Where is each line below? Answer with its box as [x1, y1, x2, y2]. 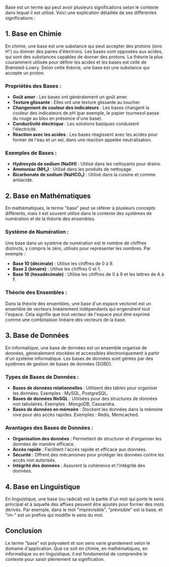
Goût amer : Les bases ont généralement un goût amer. [12, 94, 129, 100]
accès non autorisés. [12, 457, 57, 463]
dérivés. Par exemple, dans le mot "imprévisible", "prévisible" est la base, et [5, 507, 163, 513]
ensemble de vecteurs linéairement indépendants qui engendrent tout [5, 305, 150, 312]
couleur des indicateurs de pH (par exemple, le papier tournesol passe [12, 110, 159, 116]
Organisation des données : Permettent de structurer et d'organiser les [12, 436, 162, 442]
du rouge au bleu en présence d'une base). [12, 116, 102, 122]
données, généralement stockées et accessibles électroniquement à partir [5, 350, 160, 356]
